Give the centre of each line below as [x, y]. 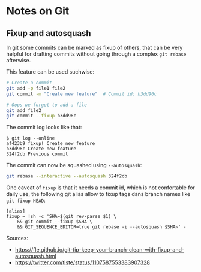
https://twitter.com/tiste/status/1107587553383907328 [82, 262]
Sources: [17, 238]
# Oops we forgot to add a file [46, 105]
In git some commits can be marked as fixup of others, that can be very [94, 47]
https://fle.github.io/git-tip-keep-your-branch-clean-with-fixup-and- [100, 250]
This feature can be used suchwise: [50, 72]
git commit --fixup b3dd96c [41, 116]
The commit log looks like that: [44, 128]
